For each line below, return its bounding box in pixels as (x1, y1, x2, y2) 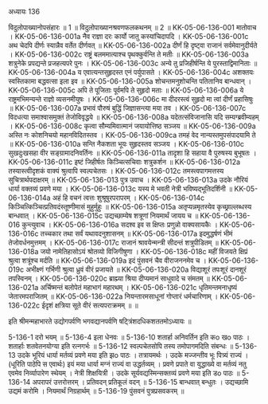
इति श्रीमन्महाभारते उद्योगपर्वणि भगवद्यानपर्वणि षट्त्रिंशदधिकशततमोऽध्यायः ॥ (8, 316, 192, 326)
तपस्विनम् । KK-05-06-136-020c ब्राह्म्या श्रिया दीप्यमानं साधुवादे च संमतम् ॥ (8, 274, 211, 283)
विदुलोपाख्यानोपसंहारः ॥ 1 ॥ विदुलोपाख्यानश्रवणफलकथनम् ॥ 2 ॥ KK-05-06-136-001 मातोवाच (8, 23, 257, 32)
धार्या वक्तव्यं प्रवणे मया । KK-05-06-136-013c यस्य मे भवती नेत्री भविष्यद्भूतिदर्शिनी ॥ (8, 184, 233, 194)
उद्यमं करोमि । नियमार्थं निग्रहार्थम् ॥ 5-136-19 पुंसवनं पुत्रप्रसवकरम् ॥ (8, 386, 184, 395)
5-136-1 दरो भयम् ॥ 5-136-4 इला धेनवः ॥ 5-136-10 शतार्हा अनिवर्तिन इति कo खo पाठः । (8, 332, 251, 342)
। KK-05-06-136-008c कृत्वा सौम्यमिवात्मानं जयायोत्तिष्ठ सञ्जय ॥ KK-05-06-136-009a (8, 121, 256, 131)
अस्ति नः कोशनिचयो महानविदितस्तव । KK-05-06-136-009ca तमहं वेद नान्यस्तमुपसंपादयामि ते (8, 131, 256, 139)
